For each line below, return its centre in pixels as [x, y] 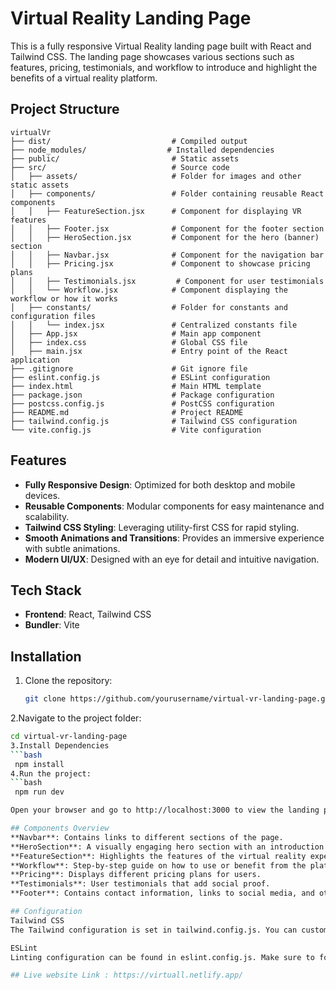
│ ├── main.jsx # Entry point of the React [149, 351]
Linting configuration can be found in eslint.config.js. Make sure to [162, 957]
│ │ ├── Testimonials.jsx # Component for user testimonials [167, 281]
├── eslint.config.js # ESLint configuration [140, 377]
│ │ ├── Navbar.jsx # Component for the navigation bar [167, 255]
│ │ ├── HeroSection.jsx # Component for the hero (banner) [165, 237]
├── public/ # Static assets [125, 158]
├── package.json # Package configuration [142, 395]
